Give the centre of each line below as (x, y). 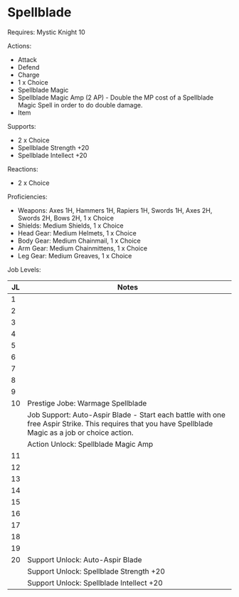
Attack (27, 59)
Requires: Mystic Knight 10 (46, 32)
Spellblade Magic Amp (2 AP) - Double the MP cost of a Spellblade (116, 97)
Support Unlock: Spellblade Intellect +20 (95, 583)
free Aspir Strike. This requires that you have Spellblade (120, 423)
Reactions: (23, 169)
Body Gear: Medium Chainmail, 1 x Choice (79, 241)
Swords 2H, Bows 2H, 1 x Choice (65, 218)
